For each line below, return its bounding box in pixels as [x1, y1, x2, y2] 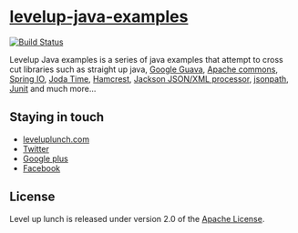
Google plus [22, 153, 68, 164]
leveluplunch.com [22, 134, 89, 145]
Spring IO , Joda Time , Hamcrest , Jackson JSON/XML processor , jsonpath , [9, 73, 289, 84]
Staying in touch [9, 109, 105, 125]
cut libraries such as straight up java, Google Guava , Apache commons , [9, 64, 278, 75]
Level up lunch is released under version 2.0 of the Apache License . [9, 213, 265, 224]
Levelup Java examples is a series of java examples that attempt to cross [9, 54, 284, 65]
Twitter [22, 143, 50, 154]
